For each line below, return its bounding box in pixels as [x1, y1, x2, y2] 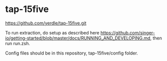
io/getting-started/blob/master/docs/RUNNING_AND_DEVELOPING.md [5, 35, 151, 41]
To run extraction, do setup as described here [5, 29, 99, 35]
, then [150, 35, 162, 41]
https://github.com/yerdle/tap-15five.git [5, 20, 86, 26]
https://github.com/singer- [100, 29, 155, 35]
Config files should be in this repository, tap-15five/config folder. [5, 50, 138, 56]
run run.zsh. [5, 40, 30, 46]
